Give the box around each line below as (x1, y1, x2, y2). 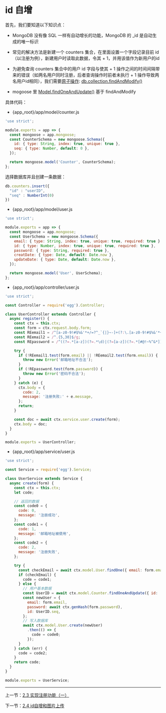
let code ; (14, 490, 35, 495)
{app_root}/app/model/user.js (12, 206, 73, 212)
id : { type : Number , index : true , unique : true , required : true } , (14, 243, 156, 248)
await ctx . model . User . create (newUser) (23, 623, 103, 628)
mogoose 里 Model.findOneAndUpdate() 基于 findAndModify (12, 89, 136, 95)
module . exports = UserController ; (5, 440, 77, 445)
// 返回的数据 (14, 499, 40, 504)
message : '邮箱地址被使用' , (18, 531, 71, 536)
